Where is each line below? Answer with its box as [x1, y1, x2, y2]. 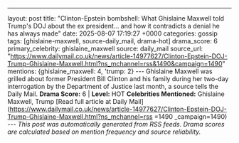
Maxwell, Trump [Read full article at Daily [7, 97, 128, 105]
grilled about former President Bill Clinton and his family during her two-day [7, 75, 229, 83]
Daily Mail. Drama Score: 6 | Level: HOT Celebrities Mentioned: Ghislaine [7, 90, 225, 98]
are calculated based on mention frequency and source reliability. [7, 127, 201, 136]
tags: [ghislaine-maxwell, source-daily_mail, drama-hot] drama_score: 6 [7, 37, 218, 45]
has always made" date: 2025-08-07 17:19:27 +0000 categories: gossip [7, 29, 218, 38]
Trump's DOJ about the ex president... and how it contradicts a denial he [7, 22, 221, 30]
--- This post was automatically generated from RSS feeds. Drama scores [7, 120, 225, 128]
